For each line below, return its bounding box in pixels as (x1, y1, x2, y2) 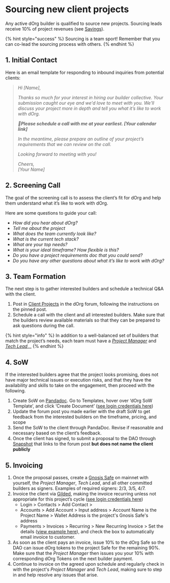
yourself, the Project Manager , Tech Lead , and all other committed (12, 480, 153, 486)
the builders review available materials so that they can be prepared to (12, 317, 160, 324)
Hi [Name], (17, 84, 41, 91)
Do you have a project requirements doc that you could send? (12, 252, 143, 258)
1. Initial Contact (5, 56, 58, 65)
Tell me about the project (12, 225, 66, 231)
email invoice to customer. (20, 534, 75, 540)
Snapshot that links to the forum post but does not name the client (12, 441, 154, 447)
